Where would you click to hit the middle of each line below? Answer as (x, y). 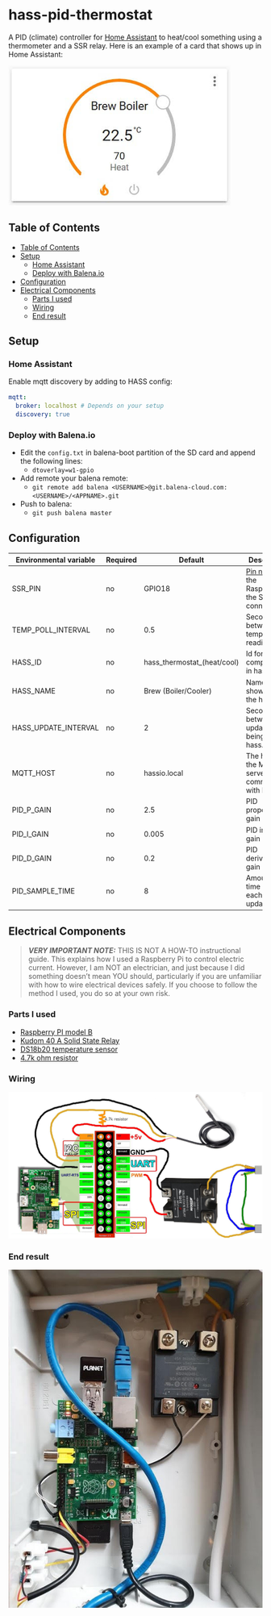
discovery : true (43, 414)
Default (191, 560)
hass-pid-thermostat (81, 15)
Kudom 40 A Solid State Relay (70, 1040)
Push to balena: (46, 504)
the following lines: (51, 461)
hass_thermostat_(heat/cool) (192, 662)
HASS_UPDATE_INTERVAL (55, 727)
